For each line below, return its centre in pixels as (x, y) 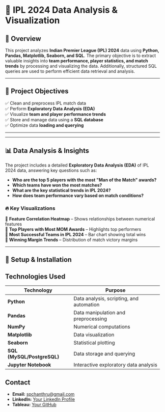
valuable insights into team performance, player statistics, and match (77, 61)
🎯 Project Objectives (37, 91)
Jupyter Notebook (29, 365)
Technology (38, 290)
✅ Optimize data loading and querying (44, 125)
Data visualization (94, 335)
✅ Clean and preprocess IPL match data (46, 103)
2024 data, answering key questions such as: (51, 170)
